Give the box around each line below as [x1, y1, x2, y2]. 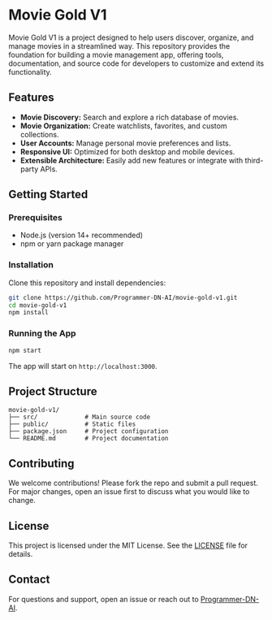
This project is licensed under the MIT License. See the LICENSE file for [8, 540, 248, 550]
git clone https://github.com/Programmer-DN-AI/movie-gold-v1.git [8, 293, 238, 301]
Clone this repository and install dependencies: [8, 278, 166, 288]
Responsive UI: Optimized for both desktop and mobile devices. [19, 146, 235, 156]
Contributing [8, 457, 75, 470]
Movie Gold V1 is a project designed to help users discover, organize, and [8, 33, 254, 42]
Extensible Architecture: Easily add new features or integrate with [19, 155, 244, 165]
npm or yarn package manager [19, 239, 124, 249]
